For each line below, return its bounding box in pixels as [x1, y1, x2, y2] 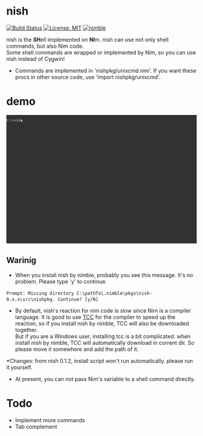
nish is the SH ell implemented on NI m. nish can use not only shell [6, 36, 169, 43]
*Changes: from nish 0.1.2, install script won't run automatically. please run [6, 357, 193, 364]
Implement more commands [14, 416, 85, 424]
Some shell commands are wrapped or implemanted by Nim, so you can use [6, 48, 196, 56]
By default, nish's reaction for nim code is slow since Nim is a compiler [14, 307, 192, 314]
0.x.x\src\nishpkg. [6, 296, 56, 302]
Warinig [6, 255, 37, 265]
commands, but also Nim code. [6, 42, 84, 50]
